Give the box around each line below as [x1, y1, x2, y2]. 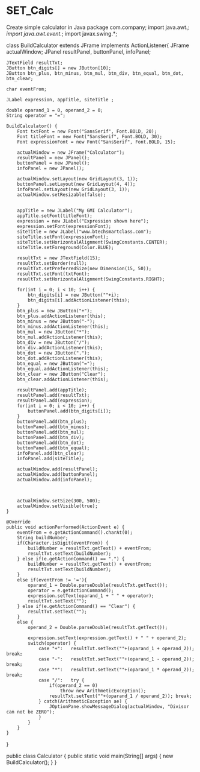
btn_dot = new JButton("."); [17, 350, 90, 356]
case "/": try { [38, 677, 85, 683]
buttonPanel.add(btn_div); [17, 434, 85, 440]
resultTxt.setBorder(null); [17, 260, 87, 266]
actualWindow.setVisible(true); [17, 503, 98, 509]
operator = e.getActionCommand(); [28, 587, 114, 593]
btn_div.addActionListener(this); [17, 344, 103, 350]
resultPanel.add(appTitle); [17, 387, 87, 393]
